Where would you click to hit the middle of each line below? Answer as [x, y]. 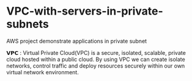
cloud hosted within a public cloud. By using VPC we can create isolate [96, 59]
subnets [28, 24]
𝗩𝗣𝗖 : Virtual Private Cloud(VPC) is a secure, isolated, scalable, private [96, 52]
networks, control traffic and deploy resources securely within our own [96, 66]
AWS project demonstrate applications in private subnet [77, 41]
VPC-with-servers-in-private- [85, 11]
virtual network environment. [43, 72]
